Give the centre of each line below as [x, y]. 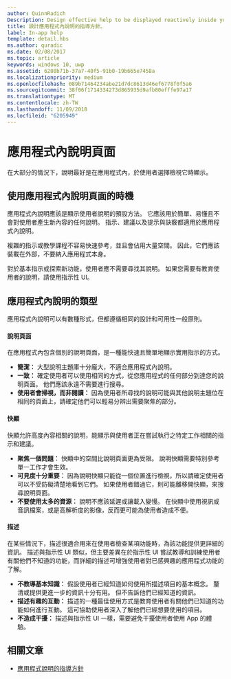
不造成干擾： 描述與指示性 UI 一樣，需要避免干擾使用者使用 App [108, 618]
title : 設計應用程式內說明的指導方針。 [56, 26]
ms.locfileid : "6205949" [43, 115]
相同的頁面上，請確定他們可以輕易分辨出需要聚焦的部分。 [98, 401]
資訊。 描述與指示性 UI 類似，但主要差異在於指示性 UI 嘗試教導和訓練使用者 [114, 552]
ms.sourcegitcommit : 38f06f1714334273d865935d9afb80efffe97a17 [100, 90]
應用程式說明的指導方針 [50, 668]
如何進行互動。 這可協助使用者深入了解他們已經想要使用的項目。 [114, 610]
